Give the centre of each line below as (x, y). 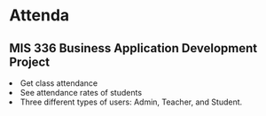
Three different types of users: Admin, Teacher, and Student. (132, 102)
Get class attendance (59, 83)
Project (30, 62)
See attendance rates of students (82, 93)
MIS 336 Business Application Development (133, 48)
